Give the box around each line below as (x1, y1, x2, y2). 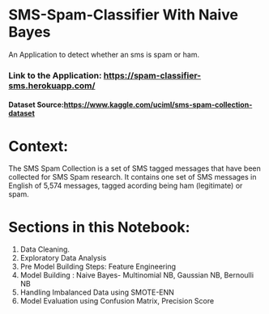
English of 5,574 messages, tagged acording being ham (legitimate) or (8, 180, 243, 191)
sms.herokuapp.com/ (8, 79, 96, 91)
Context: (8, 137, 69, 155)
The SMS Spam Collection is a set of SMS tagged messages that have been (8, 163, 262, 173)
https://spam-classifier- (103, 70, 201, 81)
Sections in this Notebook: (8, 218, 190, 236)
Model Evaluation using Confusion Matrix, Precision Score (19, 296, 215, 306)
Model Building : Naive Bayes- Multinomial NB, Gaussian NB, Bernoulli (19, 270, 254, 280)
